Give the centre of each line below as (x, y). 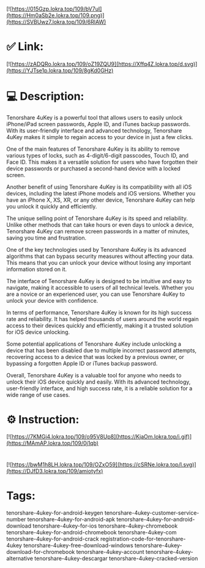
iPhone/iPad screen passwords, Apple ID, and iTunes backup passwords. (99, 124)
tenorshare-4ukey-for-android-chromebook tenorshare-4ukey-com (91, 532)
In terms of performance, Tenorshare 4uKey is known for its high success (99, 312)
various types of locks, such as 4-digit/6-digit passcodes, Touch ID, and (97, 155)
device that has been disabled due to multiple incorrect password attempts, (102, 350)
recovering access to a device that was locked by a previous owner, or (95, 357)
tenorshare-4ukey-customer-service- (152, 513)
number (16, 519)
